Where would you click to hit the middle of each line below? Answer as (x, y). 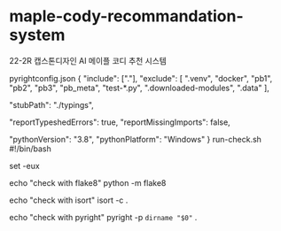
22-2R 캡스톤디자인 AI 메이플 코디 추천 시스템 (88, 60)
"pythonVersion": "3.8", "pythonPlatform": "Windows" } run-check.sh (135, 139)
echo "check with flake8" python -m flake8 (88, 182)
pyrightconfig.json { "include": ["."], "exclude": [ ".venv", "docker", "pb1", (141, 78)
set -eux (24, 166)
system (37, 35)
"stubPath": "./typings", (52, 104)
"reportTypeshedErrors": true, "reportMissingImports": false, (120, 122)
